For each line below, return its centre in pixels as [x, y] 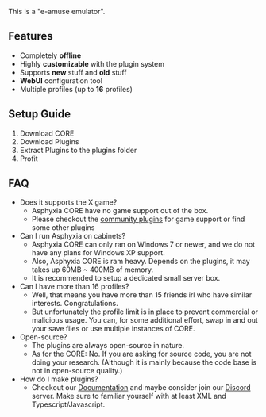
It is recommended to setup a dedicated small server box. [126, 278]
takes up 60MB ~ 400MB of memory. [93, 270]
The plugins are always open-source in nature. [108, 346]
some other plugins [63, 228]
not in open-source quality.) [77, 371]
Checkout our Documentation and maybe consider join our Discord [141, 388]
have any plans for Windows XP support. [98, 253]
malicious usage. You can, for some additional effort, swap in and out [145, 320]
